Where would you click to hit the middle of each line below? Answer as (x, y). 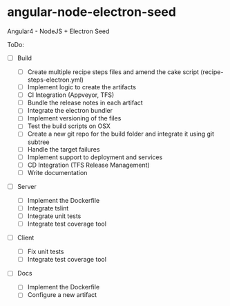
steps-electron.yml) (56, 80)
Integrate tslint (48, 208)
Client (26, 238)
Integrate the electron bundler (70, 111)
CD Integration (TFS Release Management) (88, 165)
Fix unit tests (46, 252)
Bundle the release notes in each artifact (85, 103)
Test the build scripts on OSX (69, 126)
